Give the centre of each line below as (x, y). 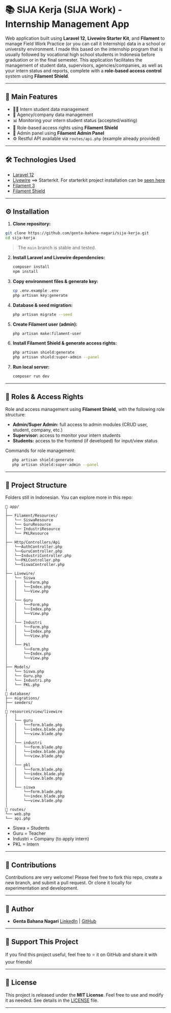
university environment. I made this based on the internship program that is (84, 49)
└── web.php (18, 814)
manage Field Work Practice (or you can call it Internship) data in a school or (85, 43)
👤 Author (20, 909)
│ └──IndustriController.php (38, 556)
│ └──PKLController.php (33, 560)
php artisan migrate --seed (42, 314)
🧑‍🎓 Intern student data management (51, 109)
